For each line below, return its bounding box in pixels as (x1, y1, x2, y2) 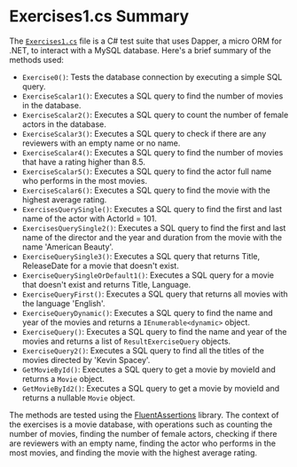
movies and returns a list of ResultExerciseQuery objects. (21, 336, 231, 346)
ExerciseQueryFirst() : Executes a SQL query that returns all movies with (21, 289, 288, 299)
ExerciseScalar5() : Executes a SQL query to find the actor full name (21, 166, 272, 177)
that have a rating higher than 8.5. (21, 156, 146, 167)
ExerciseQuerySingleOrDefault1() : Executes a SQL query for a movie (21, 269, 275, 281)
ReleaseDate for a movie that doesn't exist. (21, 260, 179, 271)
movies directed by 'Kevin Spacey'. (21, 354, 151, 365)
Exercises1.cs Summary (9, 6, 190, 27)
